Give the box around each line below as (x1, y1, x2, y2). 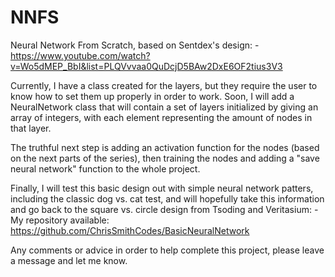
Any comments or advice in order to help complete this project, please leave (10, 244, 325, 256)
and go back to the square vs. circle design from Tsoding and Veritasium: (10, 203, 312, 215)
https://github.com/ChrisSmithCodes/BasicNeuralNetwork (10, 224, 250, 236)
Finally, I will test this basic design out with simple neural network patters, (10, 182, 314, 194)
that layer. (10, 122, 52, 134)
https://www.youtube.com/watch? (10, 49, 151, 61)
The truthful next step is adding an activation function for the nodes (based (10, 141, 320, 153)
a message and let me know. (10, 254, 128, 266)
